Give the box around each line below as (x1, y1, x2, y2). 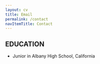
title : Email (5, 12, 33, 17)
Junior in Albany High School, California (12, 53, 95, 59)
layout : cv (5, 7, 28, 12)
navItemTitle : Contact (5, 21, 53, 26)
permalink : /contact (5, 16, 49, 21)
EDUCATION (5, 39, 45, 48)
